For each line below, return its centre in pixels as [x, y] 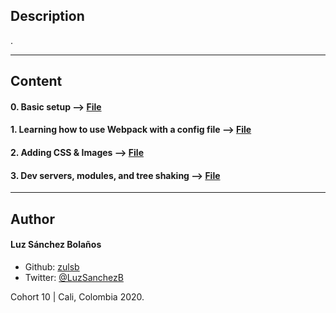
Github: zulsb [52, 266]
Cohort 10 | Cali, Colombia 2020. [77, 296]
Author [32, 219]
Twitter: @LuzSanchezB [74, 277]
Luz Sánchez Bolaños [56, 245]
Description [47, 16]
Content [36, 81]
